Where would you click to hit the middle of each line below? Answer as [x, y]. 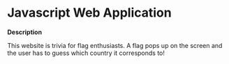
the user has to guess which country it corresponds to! [86, 53]
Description [25, 32]
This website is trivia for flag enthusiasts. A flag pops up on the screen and [115, 45]
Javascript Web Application [90, 13]
